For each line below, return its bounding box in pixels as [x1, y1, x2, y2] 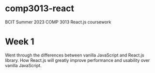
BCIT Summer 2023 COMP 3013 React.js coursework [5, 19, 111, 25]
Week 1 [5, 36, 34, 47]
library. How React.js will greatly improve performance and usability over [5, 57, 150, 63]
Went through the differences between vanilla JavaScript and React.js [5, 52, 144, 58]
